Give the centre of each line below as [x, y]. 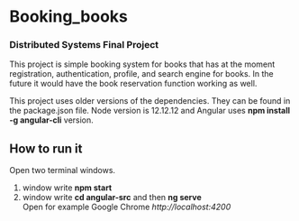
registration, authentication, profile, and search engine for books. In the [141, 74]
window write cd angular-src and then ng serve [112, 198]
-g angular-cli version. [52, 120]
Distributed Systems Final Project [84, 45]
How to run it [46, 148]
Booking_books [69, 17]
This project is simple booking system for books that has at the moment [142, 64]
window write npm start [67, 188]
